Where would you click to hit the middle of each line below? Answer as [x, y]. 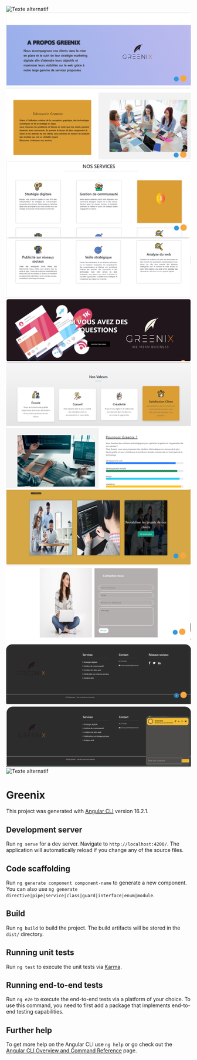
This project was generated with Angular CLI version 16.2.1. [77, 811]
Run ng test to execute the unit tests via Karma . [64, 967]
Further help [29, 1030]
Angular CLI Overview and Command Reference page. [72, 1051]
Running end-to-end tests [55, 985]
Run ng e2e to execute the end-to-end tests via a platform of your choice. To [98, 999]
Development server [44, 829]
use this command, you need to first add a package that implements [88, 1005]
